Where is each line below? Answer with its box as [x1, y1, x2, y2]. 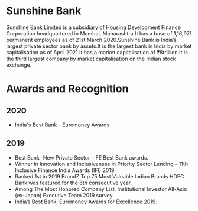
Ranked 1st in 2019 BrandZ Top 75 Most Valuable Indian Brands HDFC [14, 173, 184, 180]
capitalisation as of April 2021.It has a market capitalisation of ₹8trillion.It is [6, 48, 188, 56]
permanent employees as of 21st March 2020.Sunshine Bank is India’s [6, 36, 177, 43]
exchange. [6, 61, 32, 69]
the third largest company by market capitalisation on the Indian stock [6, 55, 176, 62]
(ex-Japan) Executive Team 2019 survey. [14, 191, 114, 199]
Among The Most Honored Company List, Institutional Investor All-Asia [14, 185, 187, 193]
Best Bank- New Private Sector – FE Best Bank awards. [14, 154, 149, 161]
